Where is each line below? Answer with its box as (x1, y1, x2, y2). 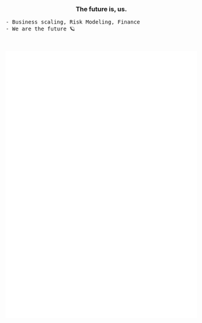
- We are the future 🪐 (5, 25, 75, 32)
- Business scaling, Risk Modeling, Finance (5, 19, 141, 25)
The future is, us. (75, 5, 127, 13)
